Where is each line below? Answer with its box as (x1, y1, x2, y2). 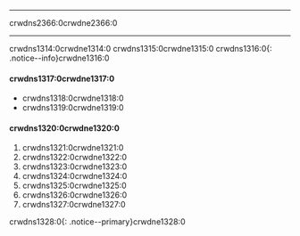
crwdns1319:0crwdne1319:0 (21, 102, 124, 113)
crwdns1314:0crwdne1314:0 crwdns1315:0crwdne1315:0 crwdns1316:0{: (9, 44, 272, 53)
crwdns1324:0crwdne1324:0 (21, 171, 128, 182)
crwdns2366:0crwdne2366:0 (9, 18, 118, 28)
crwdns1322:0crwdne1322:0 (21, 152, 128, 163)
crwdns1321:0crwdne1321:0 (21, 142, 124, 153)
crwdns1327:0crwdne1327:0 (21, 199, 127, 210)
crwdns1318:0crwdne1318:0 (21, 93, 124, 103)
